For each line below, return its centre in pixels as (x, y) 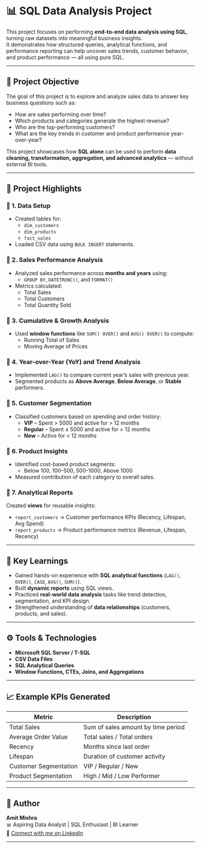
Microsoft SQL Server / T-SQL (53, 652)
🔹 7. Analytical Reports (40, 492)
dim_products (40, 232)
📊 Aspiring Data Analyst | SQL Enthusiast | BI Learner (72, 825)
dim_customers (41, 226)
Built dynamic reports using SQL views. (64, 588)
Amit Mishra (22, 818)
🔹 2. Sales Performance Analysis (55, 260)
